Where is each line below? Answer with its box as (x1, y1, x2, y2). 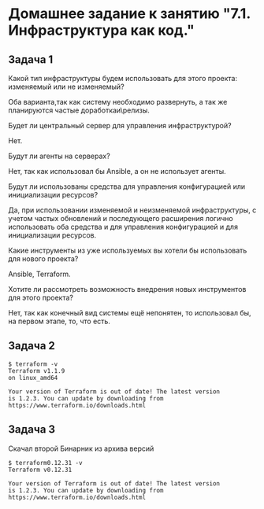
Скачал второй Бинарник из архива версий (8, 444, 154, 453)
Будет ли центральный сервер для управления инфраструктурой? (8, 121, 232, 130)
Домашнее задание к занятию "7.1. (8, 5, 251, 23)
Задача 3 (8, 422, 56, 437)
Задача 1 (8, 53, 54, 66)
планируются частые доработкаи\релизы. (8, 105, 150, 115)
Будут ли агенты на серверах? (8, 151, 110, 160)
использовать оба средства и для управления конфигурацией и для (8, 222, 239, 231)
